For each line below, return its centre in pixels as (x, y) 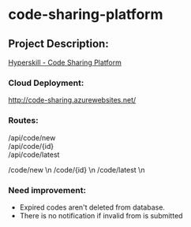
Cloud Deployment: (46, 83)
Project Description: (58, 44)
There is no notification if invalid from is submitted (101, 215)
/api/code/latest (34, 154)
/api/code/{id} (31, 146)
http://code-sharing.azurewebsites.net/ (72, 100)
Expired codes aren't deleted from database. (92, 207)
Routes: (23, 121)
